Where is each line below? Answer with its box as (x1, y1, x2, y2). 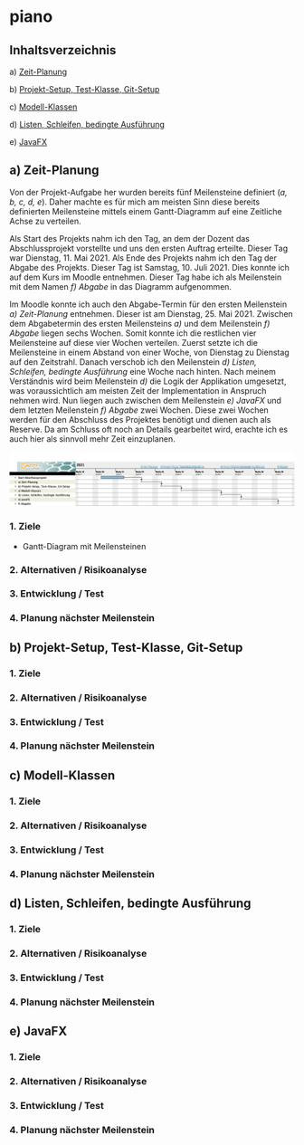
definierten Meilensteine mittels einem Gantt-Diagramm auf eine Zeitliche (9, 205, 282, 216)
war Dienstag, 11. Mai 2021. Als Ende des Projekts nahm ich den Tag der (9, 252, 278, 263)
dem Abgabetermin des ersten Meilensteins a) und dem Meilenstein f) (9, 318, 271, 329)
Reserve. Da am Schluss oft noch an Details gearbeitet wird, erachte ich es (9, 424, 288, 434)
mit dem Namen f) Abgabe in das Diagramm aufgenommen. (9, 281, 233, 291)
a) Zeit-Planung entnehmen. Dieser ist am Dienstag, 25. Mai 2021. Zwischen (9, 308, 294, 319)
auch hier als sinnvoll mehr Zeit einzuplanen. (9, 433, 176, 444)
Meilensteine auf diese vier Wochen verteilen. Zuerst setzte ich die (9, 337, 259, 348)
